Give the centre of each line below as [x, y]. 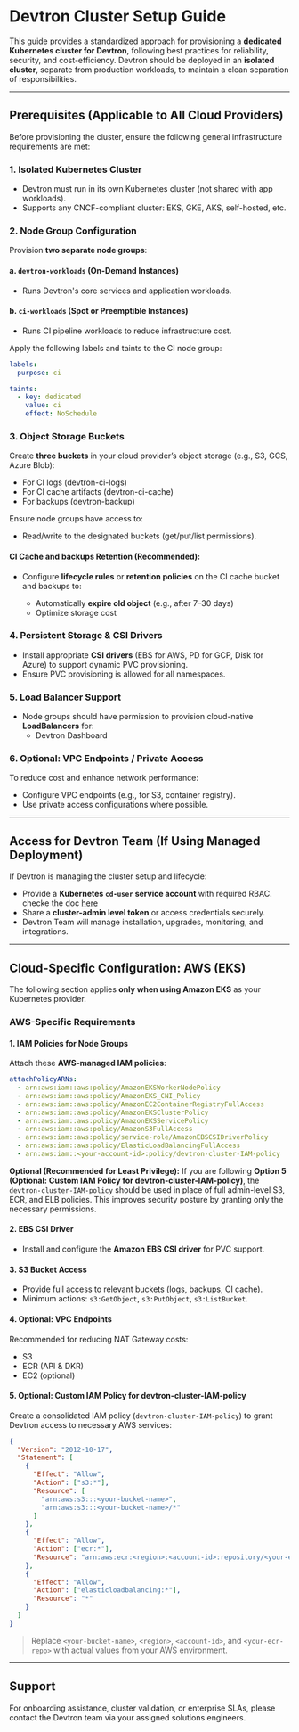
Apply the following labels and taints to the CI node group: [116, 348]
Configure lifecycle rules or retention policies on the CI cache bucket [151, 576]
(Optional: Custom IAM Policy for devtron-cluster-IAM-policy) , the [134, 1180]
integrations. [45, 932]
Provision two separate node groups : [78, 250]
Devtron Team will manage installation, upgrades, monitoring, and [142, 922]
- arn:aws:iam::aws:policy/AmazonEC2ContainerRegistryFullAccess [141, 1104]
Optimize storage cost [76, 612]
